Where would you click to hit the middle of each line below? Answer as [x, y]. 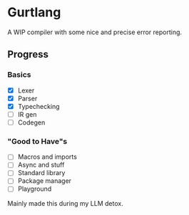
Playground [35, 189]
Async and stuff [41, 165]
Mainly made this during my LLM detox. [65, 203]
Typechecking [39, 106]
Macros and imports [47, 157]
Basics [19, 75]
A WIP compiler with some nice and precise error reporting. [95, 32]
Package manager [45, 181]
